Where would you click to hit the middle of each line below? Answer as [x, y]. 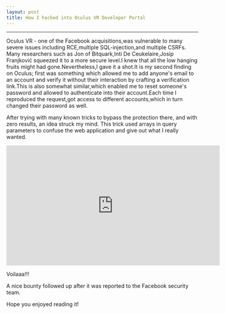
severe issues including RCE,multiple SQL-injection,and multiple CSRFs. [96, 47]
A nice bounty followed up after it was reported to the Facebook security [97, 286]
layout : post [23, 12]
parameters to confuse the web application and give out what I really [93, 130]
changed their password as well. [47, 105]
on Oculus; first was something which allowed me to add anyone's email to [100, 73]
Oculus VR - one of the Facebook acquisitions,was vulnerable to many [94, 41]
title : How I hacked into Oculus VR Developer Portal [76, 18]
